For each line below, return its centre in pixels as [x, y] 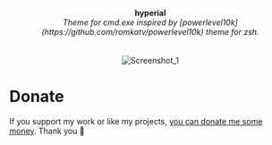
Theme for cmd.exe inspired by [120, 22]
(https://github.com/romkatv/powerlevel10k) [123, 32]
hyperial [150, 13]
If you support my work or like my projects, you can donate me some [136, 121]
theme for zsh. [232, 32]
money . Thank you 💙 [47, 131]
